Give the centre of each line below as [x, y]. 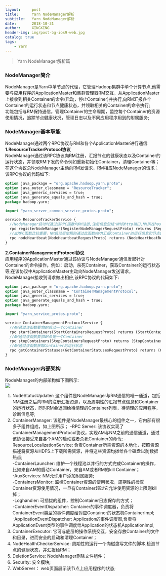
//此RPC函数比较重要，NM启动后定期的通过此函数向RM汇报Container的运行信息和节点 [84, 233]
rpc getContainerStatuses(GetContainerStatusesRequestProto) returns [83, 350]
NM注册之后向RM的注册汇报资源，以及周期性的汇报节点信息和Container [85, 402]
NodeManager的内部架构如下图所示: [42, 380]
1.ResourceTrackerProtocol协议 [38, 150]
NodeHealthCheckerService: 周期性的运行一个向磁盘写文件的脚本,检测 [84, 544]
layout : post [23, 10]
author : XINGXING [27, 28]
